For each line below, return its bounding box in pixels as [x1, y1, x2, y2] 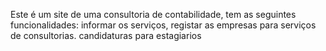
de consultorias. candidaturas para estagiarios [10, 30, 202, 41]
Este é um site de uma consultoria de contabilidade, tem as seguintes [10, 9, 297, 20]
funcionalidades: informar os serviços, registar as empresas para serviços [10, 19, 317, 31]
